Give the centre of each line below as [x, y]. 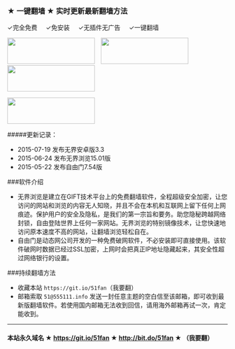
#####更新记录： [33, 135]
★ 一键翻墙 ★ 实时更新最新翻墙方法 [67, 10]
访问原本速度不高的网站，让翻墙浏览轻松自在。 [85, 232]
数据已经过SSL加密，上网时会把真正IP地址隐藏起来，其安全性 [130, 249]
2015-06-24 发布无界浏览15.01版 [64, 158]
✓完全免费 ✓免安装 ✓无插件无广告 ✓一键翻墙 [83, 28]
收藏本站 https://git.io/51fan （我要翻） [77, 287]
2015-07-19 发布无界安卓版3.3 [61, 150]
